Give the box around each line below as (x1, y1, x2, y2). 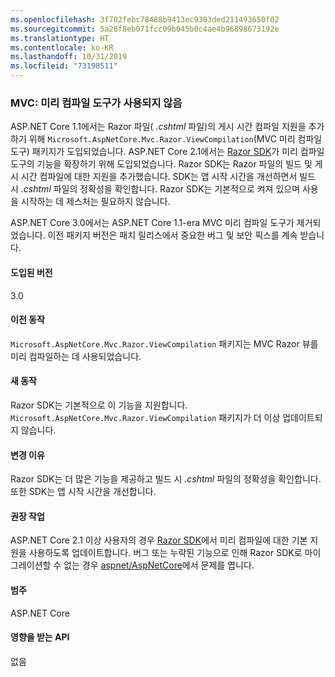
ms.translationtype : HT (10, 33, 110, 43)
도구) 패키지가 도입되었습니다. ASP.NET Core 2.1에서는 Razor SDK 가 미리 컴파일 (10, 146, 325, 158)
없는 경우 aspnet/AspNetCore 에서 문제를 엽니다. (63, 559, 255, 571)
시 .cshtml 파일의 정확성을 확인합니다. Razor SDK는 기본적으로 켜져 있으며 (10, 183, 301, 195)
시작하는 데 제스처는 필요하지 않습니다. (20, 196, 171, 208)
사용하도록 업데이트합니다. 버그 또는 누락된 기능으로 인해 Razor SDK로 (28, 547, 303, 559)
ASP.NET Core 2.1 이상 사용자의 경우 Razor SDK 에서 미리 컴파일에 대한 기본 (10, 534, 308, 546)
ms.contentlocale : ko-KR (10, 42, 114, 53)
